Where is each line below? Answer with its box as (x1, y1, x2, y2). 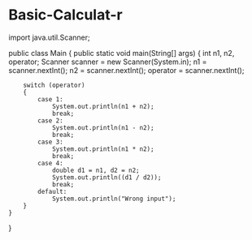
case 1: (37, 95, 63, 103)
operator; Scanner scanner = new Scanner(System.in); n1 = (8, 57, 207, 66)
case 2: (37, 116, 63, 125)
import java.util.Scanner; (8, 32, 91, 42)
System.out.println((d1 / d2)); (51, 173, 162, 182)
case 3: (37, 138, 63, 146)
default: (37, 187, 67, 195)
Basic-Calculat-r (8, 6, 124, 24)
